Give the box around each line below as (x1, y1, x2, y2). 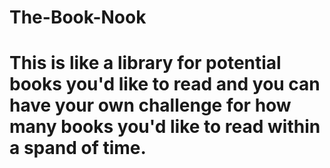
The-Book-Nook (9, 6, 147, 29)
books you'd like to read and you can (9, 73, 321, 96)
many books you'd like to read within (9, 116, 321, 138)
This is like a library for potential (9, 52, 282, 75)
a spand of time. (9, 137, 147, 160)
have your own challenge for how (9, 94, 292, 117)
